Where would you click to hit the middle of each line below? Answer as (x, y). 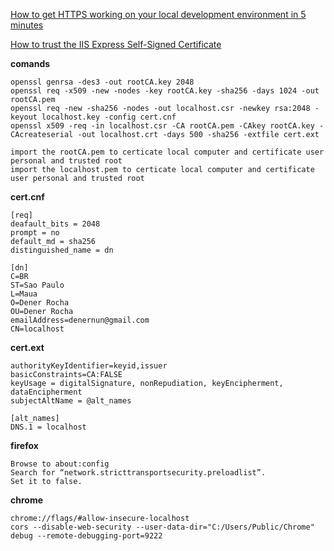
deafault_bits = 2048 (55, 224)
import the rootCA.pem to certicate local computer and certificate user (167, 152)
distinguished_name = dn (62, 250)
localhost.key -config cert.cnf (109, 117)
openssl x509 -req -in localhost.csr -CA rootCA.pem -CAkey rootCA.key (162, 126)
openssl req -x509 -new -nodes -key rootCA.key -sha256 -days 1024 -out (165, 91)
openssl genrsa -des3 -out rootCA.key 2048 (102, 82)
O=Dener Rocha (40, 303)
